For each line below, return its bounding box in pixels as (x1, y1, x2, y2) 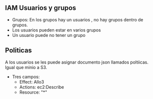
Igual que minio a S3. (5, 64, 47, 70)
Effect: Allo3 (19, 79, 44, 84)
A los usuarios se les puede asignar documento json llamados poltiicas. (5, 59, 149, 65)
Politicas (5, 46, 32, 55)
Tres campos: (12, 74, 40, 80)
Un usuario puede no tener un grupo (12, 32, 86, 38)
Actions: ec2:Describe (19, 84, 64, 90)
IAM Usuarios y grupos (5, 4, 76, 12)
